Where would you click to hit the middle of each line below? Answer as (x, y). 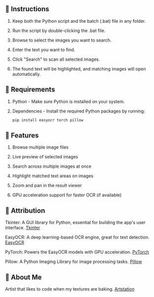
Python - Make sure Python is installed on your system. (68, 101)
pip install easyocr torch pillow (48, 120)
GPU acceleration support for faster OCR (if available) (67, 195)
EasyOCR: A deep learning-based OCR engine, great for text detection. (77, 237)
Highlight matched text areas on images (53, 176)
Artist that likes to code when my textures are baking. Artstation (70, 289)
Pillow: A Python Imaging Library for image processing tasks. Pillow (74, 261)
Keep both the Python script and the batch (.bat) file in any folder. (79, 21)
